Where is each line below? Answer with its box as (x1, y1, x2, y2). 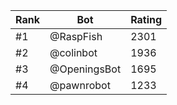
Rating (130, 13, 163, 26)
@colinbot (49, 46, 98, 59)
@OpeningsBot (49, 62, 122, 76)
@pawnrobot (49, 79, 111, 92)
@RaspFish (49, 30, 103, 43)
